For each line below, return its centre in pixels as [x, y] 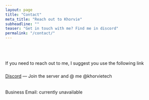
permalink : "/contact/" [30, 33]
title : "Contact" [23, 15]
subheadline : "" [22, 24]
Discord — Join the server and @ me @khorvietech [59, 76]
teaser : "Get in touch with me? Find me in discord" [62, 29]
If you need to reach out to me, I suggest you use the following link [74, 63]
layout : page [19, 10]
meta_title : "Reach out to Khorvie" [44, 19]
